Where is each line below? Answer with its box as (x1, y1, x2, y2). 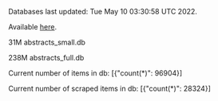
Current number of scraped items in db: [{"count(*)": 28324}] (8, 84, 212, 93)
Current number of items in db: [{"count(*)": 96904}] (8, 68, 183, 78)
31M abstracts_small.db (8, 37, 86, 47)
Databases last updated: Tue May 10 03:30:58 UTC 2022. (8, 7, 198, 16)
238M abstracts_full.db (8, 53, 85, 62)
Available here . (8, 22, 57, 31)
